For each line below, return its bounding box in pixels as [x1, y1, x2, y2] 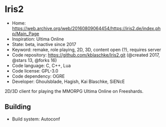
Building [4, 102, 31, 111]
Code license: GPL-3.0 [11, 67, 58, 73]
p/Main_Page [11, 30, 39, 36]
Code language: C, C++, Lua [11, 62, 71, 68]
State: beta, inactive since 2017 [11, 41, 76, 47]
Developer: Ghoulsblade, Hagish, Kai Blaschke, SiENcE [11, 78, 125, 84]
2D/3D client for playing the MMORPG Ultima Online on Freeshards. [4, 88, 143, 94]
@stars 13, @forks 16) [11, 57, 57, 63]
